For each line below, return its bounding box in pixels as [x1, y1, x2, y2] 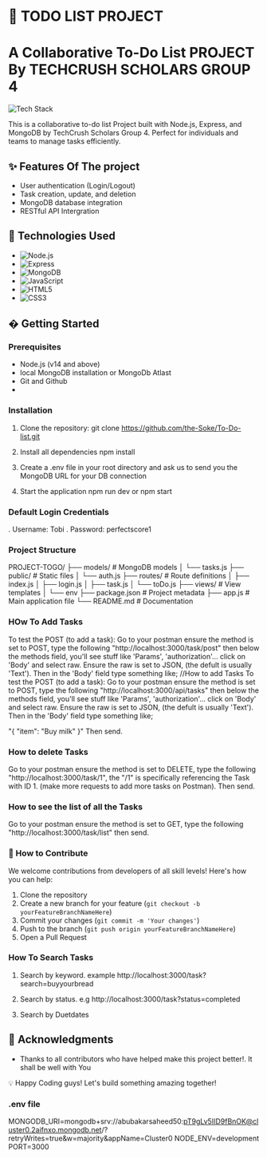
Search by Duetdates [19, 1010, 89, 1019]
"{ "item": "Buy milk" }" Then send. [8, 726, 124, 736]
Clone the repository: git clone [19, 423, 120, 433]
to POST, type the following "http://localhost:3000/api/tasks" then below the [8, 686, 259, 695]
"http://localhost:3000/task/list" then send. [8, 828, 150, 837]
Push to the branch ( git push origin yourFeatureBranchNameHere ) [19, 923, 237, 933]
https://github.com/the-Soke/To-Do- [120, 423, 241, 433]
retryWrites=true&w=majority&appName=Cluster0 [8, 1133, 173, 1143]
